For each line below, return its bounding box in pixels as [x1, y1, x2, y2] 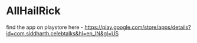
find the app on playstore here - [6, 24, 84, 31]
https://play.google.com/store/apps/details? [84, 24, 191, 31]
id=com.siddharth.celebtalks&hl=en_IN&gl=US [6, 29, 119, 37]
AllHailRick [6, 4, 61, 18]
